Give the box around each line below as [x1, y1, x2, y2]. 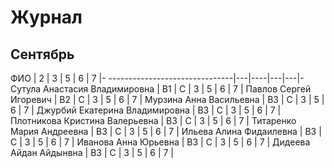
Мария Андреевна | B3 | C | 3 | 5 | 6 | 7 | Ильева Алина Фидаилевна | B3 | [10, 126, 322, 137]
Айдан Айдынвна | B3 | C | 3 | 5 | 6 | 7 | [10, 147, 175, 158]
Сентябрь [10, 46, 75, 63]
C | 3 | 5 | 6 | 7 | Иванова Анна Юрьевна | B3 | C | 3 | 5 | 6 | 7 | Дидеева [10, 136, 311, 148]
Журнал [10, 6, 83, 29]
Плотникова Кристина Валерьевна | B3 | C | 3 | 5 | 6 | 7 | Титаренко [10, 115, 297, 126]
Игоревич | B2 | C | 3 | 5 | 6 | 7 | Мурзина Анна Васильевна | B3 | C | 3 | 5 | [10, 94, 325, 105]
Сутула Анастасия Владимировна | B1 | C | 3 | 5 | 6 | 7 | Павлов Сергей [10, 83, 312, 95]
